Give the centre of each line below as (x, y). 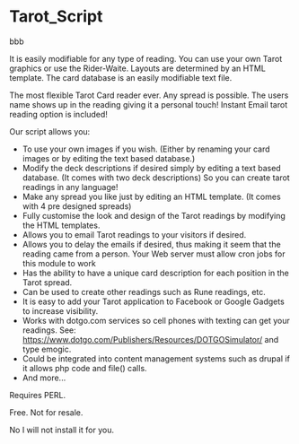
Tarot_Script (56, 17)
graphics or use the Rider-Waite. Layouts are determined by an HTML (138, 68)
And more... (44, 378)
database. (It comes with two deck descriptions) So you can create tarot (156, 178)
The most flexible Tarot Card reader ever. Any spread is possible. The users (149, 95)
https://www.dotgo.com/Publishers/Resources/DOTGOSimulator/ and (150, 339)
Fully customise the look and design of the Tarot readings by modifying (154, 215)
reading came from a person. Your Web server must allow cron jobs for (154, 254)
